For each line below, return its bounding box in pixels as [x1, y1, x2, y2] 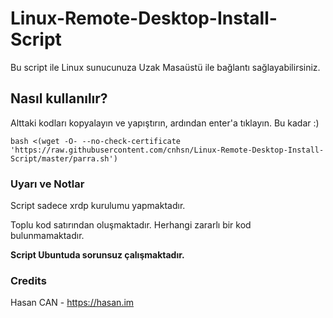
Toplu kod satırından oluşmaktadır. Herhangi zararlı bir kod [10, 219, 252, 231]
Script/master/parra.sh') [10, 153, 118, 164]
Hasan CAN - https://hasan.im [10, 297, 135, 309]
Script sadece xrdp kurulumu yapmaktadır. [10, 200, 186, 212]
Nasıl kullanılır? [10, 90, 108, 107]
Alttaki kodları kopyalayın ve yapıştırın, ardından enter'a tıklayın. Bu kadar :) [10, 117, 320, 129]
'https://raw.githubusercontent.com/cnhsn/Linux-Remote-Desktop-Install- [10, 145, 325, 155]
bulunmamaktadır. [10, 230, 85, 242]
